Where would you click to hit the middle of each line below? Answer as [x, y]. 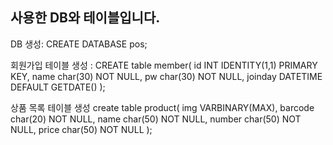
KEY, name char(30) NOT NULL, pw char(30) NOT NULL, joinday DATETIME [166, 76]
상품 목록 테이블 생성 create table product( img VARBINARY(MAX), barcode [162, 107]
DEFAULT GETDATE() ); [58, 87]
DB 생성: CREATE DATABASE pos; [79, 44]
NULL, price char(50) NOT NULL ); [81, 129]
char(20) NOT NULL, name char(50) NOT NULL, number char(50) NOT [156, 119]
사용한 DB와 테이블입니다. [85, 18]
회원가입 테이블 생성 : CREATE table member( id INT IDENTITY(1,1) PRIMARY [164, 65]
